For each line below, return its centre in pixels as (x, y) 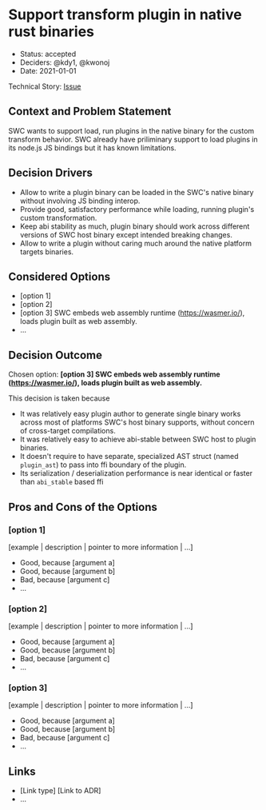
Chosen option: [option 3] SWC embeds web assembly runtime (115, 374)
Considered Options (59, 276)
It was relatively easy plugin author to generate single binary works (130, 414)
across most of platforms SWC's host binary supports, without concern (137, 422)
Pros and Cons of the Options (83, 507)
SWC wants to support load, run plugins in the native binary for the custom (131, 130)
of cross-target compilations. (67, 431)
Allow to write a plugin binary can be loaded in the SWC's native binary (137, 192)
